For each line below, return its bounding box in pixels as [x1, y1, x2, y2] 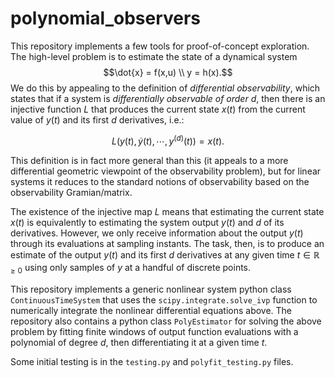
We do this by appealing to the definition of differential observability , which [10, 82, 321, 94]
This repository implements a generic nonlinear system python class [10, 283, 292, 296]
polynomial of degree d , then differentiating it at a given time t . [10, 337, 268, 349]
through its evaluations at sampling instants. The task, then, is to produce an [10, 237, 325, 249]
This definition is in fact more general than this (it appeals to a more [10, 154, 289, 166]
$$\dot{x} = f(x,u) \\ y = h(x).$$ [103, 66, 233, 78]
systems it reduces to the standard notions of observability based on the [10, 175, 310, 187]
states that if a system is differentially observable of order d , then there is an [10, 92, 326, 104]
